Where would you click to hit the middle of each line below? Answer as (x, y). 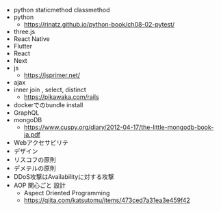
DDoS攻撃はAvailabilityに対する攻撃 (64, 177)
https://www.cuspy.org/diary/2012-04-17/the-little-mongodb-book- (119, 127)
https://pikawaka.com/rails (61, 97)
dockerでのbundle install (48, 105)
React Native (31, 39)
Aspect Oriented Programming (67, 193)
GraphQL (26, 113)
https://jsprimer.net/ (52, 75)
